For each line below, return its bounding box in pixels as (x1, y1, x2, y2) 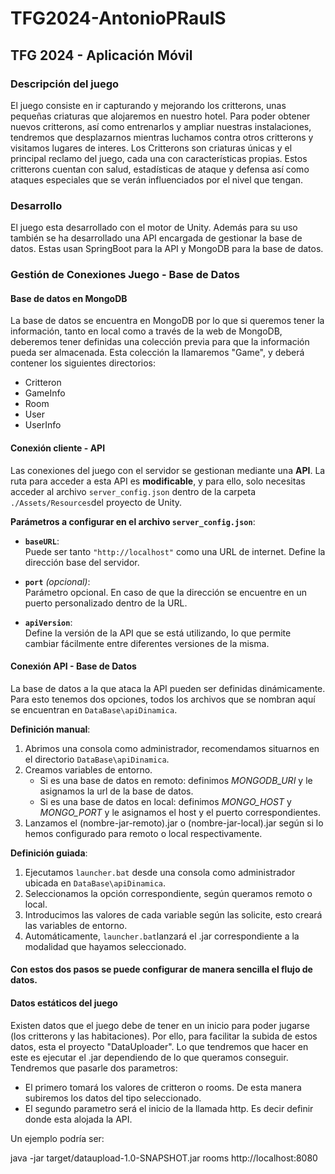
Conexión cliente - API (10, 442, 106, 454)
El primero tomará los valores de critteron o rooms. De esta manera (24, 1081, 302, 1093)
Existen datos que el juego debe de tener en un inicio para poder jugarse (10, 1019, 310, 1031)
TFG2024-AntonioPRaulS (10, 7, 227, 30)
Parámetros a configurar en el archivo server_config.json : (10, 515, 256, 527)
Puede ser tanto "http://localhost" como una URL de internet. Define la (24, 545, 326, 557)
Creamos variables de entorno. (24, 763, 153, 776)
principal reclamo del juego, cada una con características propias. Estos (10, 152, 308, 164)
